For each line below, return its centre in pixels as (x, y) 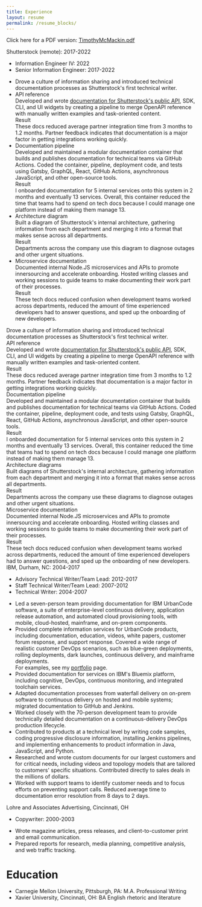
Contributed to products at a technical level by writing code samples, (101, 732)
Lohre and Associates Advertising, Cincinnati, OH (68, 807)
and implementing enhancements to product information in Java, (95, 745)
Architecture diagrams (34, 465)
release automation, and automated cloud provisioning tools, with (96, 616)
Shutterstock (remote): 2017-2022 (49, 52)
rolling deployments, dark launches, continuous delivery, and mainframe (105, 655)
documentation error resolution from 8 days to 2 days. (82, 796)
